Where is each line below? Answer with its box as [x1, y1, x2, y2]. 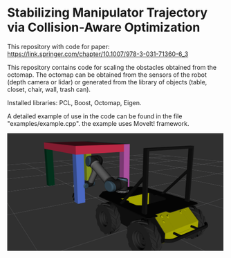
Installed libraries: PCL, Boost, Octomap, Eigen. [7, 98, 142, 107]
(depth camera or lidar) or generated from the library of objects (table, [7, 77, 207, 86]
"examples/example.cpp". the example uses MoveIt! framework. [7, 119, 190, 127]
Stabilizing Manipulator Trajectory [7, 5, 208, 21]
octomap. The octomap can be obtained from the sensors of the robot [7, 71, 207, 79]
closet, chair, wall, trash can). [7, 85, 91, 93]
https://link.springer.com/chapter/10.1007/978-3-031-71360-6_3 [7, 50, 189, 58]
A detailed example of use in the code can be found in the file [7, 112, 183, 120]
